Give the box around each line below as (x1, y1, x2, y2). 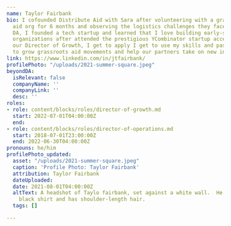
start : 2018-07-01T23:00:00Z (12, 132, 97, 138)
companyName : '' (12, 81, 59, 88)
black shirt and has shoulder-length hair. (19, 196, 146, 203)
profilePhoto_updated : (6, 151, 72, 158)
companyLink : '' (12, 87, 59, 94)
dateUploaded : (12, 176, 53, 183)
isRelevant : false (12, 74, 66, 81)
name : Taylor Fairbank (6, 10, 72, 17)
